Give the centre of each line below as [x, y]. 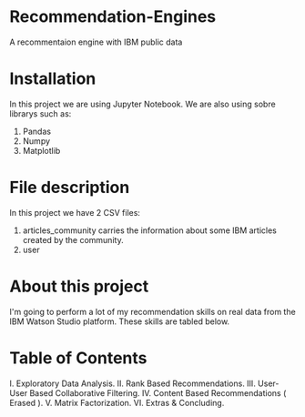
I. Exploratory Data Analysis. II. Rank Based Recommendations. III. [133, 383]
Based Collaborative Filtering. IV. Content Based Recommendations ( [158, 392]
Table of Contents [78, 358]
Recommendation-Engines [113, 17]
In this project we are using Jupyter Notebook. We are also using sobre [142, 104]
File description [70, 188]
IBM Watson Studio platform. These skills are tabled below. [120, 321]
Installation [53, 79]
